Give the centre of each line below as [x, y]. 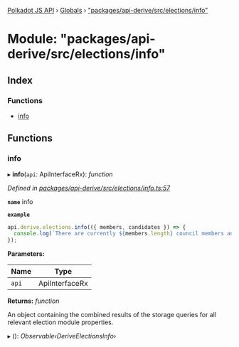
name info [20, 201]
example [19, 215]
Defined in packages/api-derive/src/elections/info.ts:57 [89, 188]
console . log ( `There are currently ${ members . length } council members [119, 234]
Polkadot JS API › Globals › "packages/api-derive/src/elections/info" [108, 10]
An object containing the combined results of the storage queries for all [112, 315]
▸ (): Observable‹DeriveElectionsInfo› [62, 336]
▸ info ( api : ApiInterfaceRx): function [60, 174]
